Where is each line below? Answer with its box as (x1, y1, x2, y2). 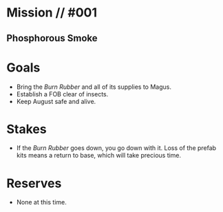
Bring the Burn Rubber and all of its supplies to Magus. (16, 83, 171, 91)
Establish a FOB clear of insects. (16, 89, 109, 98)
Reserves (6, 176, 62, 191)
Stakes (6, 121, 47, 137)
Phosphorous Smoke (6, 32, 98, 44)
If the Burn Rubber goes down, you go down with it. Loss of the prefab (16, 144, 217, 152)
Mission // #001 (6, 5, 98, 21)
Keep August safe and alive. (16, 97, 96, 105)
